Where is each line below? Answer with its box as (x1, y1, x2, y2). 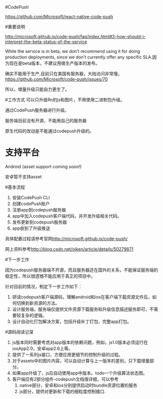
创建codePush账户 (12, 201, 50, 207)
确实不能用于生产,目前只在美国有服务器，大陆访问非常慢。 (5, 71, 122, 77)
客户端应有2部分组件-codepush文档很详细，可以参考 (12, 376, 119, 382)
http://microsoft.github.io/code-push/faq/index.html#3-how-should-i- (5, 34, 146, 39)
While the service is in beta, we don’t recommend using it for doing (5, 49, 140, 54)
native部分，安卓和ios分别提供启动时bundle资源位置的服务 (19, 382, 138, 388)
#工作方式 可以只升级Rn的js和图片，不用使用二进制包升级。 (5, 97, 125, 103)
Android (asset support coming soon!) (5, 163, 82, 169)
